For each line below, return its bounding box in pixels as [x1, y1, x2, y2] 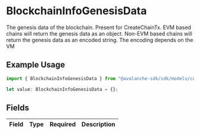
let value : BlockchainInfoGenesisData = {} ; [6, 86, 118, 92]
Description [81, 120, 116, 129]
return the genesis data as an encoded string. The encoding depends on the [6, 36, 193, 43]
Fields [6, 103, 30, 113]
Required [49, 120, 76, 129]
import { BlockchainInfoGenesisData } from [6, 75, 116, 81]
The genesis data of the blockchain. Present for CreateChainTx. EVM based [6, 24, 192, 31]
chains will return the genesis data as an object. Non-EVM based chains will [6, 30, 192, 37]
